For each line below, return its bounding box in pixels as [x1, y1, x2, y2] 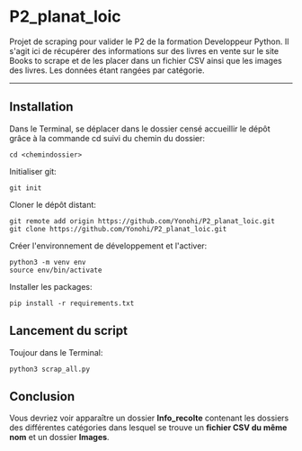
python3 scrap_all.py [9, 365, 91, 374]
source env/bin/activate [9, 266, 102, 275]
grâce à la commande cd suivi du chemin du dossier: [9, 132, 205, 143]
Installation [9, 99, 74, 114]
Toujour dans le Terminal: [9, 347, 103, 357]
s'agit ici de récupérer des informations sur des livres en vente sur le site [9, 45, 280, 56]
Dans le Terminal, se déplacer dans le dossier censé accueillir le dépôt [9, 123, 271, 134]
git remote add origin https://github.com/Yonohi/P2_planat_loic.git [9, 216, 276, 226]
